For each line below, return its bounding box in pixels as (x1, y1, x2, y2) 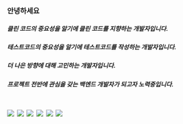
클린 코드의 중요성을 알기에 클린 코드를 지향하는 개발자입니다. (7, 24, 169, 32)
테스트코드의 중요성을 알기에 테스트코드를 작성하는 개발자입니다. (7, 42, 177, 51)
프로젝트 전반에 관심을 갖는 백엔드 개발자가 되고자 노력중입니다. (7, 80, 174, 88)
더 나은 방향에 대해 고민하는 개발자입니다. (7, 62, 117, 70)
